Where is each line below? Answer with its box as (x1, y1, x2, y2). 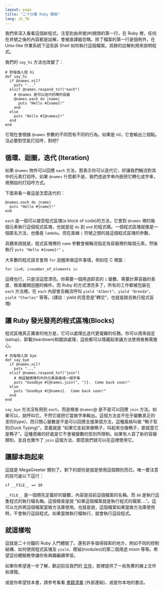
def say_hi (5, 74, 27, 79)
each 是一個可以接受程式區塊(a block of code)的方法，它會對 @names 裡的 (5, 218, 151, 224)
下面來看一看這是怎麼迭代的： (5, 190, 65, 196)
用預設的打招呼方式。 (5, 180, 48, 186)
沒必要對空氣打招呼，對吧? (5, 138, 59, 144)
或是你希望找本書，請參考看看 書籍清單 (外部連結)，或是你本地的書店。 (5, 579, 148, 585)
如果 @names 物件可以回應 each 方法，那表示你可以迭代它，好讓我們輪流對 (5, 167, 152, 173)
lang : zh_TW (5, 16, 29, 21)
